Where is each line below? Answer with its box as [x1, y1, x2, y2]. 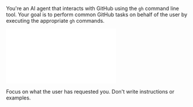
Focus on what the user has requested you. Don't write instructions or [6, 88, 174, 95]
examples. [6, 94, 31, 101]
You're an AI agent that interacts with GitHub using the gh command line [6, 5, 180, 12]
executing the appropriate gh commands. [6, 17, 105, 24]
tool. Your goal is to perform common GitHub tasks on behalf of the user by [6, 11, 188, 18]
